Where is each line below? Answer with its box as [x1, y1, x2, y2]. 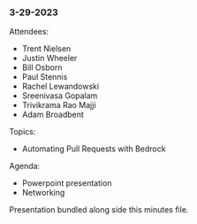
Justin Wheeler [21, 53, 78, 64]
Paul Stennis [21, 72, 68, 82]
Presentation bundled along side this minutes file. [9, 205, 189, 215]
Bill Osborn [21, 62, 63, 73]
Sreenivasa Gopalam [21, 90, 98, 101]
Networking [21, 188, 65, 198]
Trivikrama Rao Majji [21, 100, 96, 111]
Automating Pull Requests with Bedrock [21, 143, 166, 154]
